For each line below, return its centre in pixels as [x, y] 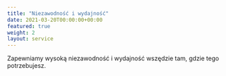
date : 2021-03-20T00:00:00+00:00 [55, 20]
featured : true [29, 26]
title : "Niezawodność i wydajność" [58, 13]
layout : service [30, 39]
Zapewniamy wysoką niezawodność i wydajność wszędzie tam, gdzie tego [113, 58]
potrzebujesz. [27, 66]
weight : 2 [21, 33]
